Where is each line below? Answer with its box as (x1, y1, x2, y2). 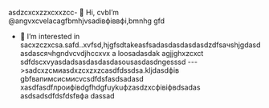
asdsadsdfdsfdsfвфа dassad (19, 91, 115, 100)
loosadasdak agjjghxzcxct (117, 49, 204, 58)
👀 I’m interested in (19, 32, 80, 41)
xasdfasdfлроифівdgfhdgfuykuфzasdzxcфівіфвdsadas (19, 82, 201, 92)
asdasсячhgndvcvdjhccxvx (19, 49, 111, 58)
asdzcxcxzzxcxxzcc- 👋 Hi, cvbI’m (8, 8, 119, 17)
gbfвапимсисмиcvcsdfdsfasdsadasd (19, 74, 144, 83)
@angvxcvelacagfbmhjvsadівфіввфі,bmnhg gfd (8, 16, 165, 26)
